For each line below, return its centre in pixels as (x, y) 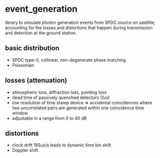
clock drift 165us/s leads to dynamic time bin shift (62, 145)
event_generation (41, 9)
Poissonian (23, 65)
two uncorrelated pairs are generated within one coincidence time (78, 108)
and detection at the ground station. (41, 33)
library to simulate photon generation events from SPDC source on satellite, (80, 22)
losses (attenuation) (36, 81)
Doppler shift (25, 150)
